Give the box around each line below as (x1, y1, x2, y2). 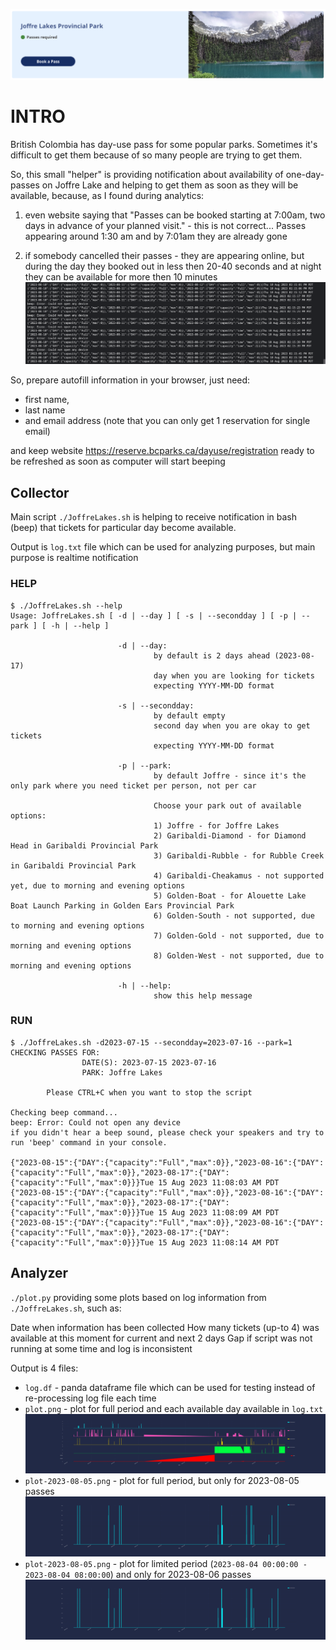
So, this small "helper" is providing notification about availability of (10, 168, 284, 180)
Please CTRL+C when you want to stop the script (46, 1087, 253, 1098)
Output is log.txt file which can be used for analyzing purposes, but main (10, 541, 316, 553)
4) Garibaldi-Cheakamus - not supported (153, 870, 325, 881)
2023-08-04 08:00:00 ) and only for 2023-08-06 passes (24, 1568, 252, 1580)
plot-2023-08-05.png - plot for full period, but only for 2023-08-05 (24, 1475, 300, 1487)
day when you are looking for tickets (153, 670, 315, 681)
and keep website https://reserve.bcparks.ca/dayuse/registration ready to (10, 445, 315, 457)
